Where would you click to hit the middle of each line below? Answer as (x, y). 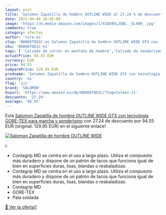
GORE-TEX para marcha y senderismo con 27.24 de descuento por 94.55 (80, 121)
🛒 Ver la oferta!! (21, 207)
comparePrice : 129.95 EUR (32, 70)
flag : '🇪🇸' (17, 83)
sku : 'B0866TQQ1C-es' (27, 46)
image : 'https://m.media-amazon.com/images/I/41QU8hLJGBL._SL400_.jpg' (80, 23)
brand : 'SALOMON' (23, 88)
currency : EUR (20, 60)
